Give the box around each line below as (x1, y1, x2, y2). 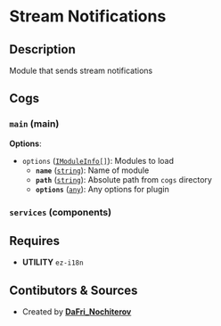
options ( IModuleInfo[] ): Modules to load (21, 155, 175, 166)
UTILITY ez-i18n (21, 257, 84, 268)
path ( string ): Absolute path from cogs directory (35, 174, 212, 184)
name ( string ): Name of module (35, 165, 150, 175)
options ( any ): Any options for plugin (35, 183, 169, 194)
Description (9, 42, 76, 57)
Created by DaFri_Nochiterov (21, 306, 132, 317)
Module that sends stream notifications (9, 65, 153, 76)
